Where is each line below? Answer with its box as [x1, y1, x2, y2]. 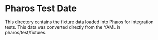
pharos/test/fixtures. [5, 29, 47, 35]
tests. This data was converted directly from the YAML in [5, 24, 121, 30]
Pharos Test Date [5, 3, 77, 14]
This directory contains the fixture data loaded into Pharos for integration [5, 19, 154, 25]
